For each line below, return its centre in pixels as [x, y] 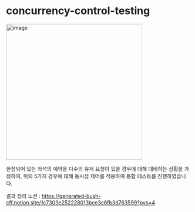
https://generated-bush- [71, 196]
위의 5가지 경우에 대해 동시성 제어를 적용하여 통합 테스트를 [90, 176]
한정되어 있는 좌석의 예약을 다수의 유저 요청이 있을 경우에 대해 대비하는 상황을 [95, 169]
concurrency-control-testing [78, 11]
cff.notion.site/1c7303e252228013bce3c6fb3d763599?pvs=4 [81, 202]
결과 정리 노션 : [23, 196]
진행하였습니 [172, 176]
